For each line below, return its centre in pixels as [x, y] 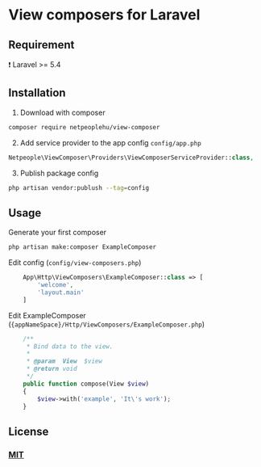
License [29, 431]
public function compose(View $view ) [86, 384]
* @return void [52, 369]
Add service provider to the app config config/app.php [110, 142]
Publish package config [59, 173]
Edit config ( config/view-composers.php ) [75, 263]
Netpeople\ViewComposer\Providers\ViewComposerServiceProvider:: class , [131, 158]
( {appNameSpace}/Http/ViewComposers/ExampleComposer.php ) [107, 324]
